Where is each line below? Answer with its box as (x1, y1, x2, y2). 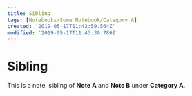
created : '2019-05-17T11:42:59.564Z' (7, 23, 116, 29)
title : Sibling (7, 10, 51, 17)
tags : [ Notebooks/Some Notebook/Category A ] (7, 16, 137, 23)
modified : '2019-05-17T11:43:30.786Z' (7, 29, 119, 36)
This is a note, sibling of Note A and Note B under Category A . (7, 82, 186, 90)
